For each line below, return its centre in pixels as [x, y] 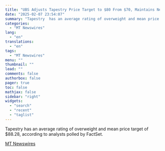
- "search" [21, 106]
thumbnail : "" [20, 64]
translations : [20, 42]
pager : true [17, 83]
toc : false [16, 87]
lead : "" [14, 69]
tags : [11, 51]
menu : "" [14, 60]
